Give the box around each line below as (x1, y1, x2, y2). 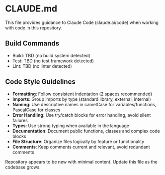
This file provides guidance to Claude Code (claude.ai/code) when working (5, 19, 159, 25)
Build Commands (5, 39, 60, 48)
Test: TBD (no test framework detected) (12, 58, 94, 64)
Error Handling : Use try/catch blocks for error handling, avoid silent (12, 112, 151, 118)
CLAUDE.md (5, 3, 58, 14)
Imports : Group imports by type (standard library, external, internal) (12, 96, 151, 102)
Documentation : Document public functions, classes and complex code (12, 128, 160, 134)
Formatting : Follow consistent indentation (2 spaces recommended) (12, 91, 153, 97)
